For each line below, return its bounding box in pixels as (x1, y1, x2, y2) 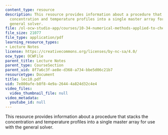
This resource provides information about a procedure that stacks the (5, 114, 148, 120)
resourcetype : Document (5, 72, 55, 77)
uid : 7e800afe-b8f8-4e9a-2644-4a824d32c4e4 (5, 81, 97, 86)
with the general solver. (5, 124, 53, 130)
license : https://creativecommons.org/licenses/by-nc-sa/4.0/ (5, 49, 137, 54)
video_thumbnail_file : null (9, 91, 68, 96)
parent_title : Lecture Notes (5, 58, 66, 63)
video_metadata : (5, 95, 39, 100)
